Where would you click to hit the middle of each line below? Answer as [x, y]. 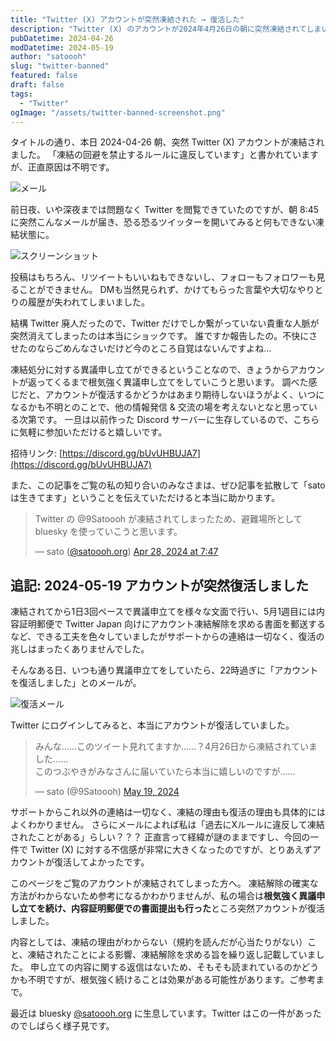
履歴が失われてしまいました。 [88, 302]
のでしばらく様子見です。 [62, 1026]
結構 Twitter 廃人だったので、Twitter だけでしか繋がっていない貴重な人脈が [165, 323]
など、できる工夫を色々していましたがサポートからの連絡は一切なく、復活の [167, 637]
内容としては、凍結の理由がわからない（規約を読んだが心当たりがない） [159, 942]
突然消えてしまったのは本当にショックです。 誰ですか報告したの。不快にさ [164, 336]
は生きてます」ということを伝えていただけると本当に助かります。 [145, 498]
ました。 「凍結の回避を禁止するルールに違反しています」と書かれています [165, 155]
